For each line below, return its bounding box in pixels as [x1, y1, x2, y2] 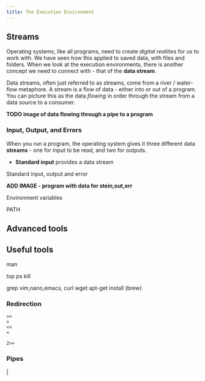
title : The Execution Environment [6, 9, 95, 15]
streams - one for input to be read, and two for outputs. [6, 146, 147, 154]
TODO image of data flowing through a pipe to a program [6, 111, 153, 118]
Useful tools [6, 244, 54, 255]
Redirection [6, 300, 42, 308]
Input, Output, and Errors [6, 126, 82, 135]
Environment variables [6, 194, 63, 201]
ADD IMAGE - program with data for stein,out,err [6, 182, 133, 189]
